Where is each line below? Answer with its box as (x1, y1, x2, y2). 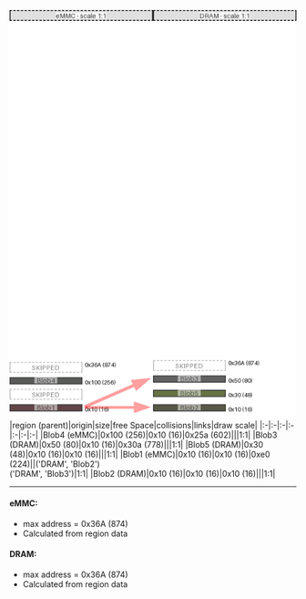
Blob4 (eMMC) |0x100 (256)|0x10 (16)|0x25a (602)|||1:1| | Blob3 (42, 429, 278, 440)
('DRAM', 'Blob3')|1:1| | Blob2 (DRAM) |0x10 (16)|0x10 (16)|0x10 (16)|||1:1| (9, 469, 276, 480)
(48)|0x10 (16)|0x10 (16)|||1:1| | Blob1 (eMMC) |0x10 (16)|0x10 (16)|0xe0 (9, 449, 270, 460)
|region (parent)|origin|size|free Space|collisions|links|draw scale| (9, 420, 258, 431)
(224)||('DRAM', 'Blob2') (9, 459, 100, 470)
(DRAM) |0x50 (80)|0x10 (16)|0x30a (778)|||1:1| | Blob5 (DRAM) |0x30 (9, 439, 264, 450)
